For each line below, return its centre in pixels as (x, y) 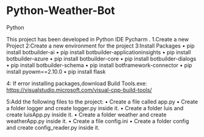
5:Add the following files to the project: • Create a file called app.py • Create (102, 102)
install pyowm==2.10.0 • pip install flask (56, 71)
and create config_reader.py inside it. (53, 127)
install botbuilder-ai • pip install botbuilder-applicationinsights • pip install (99, 52)
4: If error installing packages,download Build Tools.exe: (77, 83)
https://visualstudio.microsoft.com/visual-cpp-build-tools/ (79, 90)
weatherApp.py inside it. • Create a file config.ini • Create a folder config (98, 121)
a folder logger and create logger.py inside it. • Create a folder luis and (95, 108)
